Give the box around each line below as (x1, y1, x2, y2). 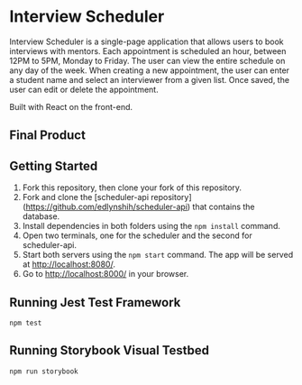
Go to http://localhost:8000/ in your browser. (22, 269, 189, 280)
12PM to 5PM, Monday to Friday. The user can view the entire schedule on (9, 55, 286, 66)
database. (22, 211, 60, 222)
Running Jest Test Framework (9, 295, 181, 310)
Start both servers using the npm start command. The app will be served (22, 250, 294, 261)
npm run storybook (9, 367, 78, 376)
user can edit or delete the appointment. (9, 84, 160, 95)
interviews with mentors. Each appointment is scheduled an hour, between (9, 45, 287, 56)
